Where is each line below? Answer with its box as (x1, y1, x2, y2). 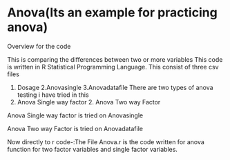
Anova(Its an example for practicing (7, 5, 218, 21)
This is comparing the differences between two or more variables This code (7, 55, 223, 63)
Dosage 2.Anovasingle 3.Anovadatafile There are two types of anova (17, 83, 213, 91)
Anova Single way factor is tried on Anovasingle (7, 111, 144, 119)
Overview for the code (7, 42, 71, 50)
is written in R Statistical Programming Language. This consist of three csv (7, 62, 219, 71)
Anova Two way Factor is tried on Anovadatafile (7, 124, 144, 133)
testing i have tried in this (17, 91, 89, 99)
